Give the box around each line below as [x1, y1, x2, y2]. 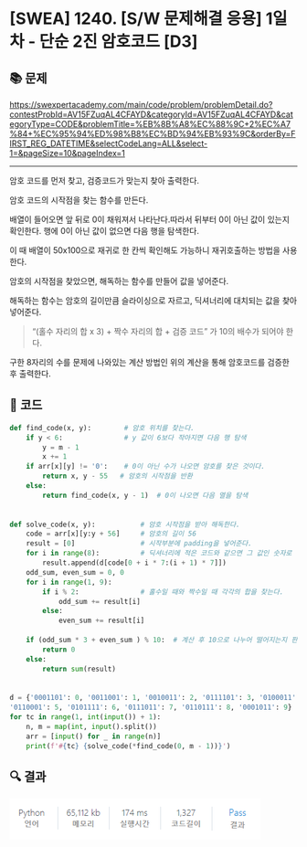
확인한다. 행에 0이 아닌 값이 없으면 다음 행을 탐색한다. [9, 226, 199, 236]
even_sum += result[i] [58, 616, 145, 626]
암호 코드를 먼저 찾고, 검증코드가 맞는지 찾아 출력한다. [9, 175, 199, 185]
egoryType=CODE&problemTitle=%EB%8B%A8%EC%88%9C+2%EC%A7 [9, 119, 291, 129]
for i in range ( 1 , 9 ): [26, 577, 112, 587]
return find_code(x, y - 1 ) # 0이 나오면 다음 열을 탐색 [42, 491, 249, 500]
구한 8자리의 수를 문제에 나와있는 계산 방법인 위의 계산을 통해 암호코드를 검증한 [9, 357, 290, 367]
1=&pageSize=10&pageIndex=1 [9, 148, 126, 158]
